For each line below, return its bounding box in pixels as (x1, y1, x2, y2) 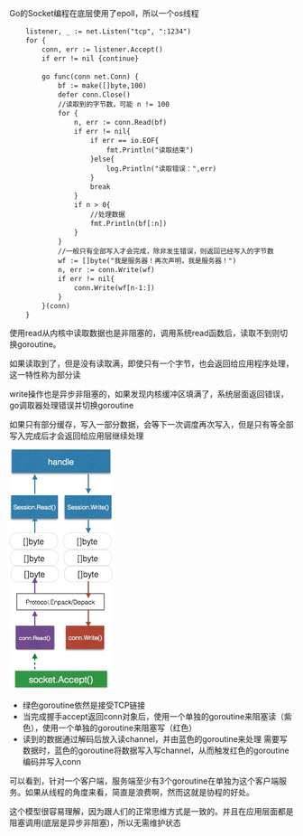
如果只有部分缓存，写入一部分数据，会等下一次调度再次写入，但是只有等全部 (9, 419, 294, 429)
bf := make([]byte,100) (57, 81, 147, 90)
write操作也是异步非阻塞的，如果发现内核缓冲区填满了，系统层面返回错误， (9, 389, 289, 399)
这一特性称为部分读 (9, 370, 81, 380)
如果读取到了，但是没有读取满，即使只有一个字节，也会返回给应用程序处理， (9, 358, 294, 369)
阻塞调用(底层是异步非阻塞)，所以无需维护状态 (9, 817, 182, 828)
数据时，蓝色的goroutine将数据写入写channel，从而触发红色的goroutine (22, 745, 290, 756)
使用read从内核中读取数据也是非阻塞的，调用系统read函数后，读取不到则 (9, 328, 280, 338)
